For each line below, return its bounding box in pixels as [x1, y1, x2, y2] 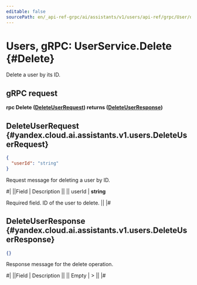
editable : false [6, 8, 46, 15]
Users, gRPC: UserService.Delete [6, 39, 172, 53]
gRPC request [6, 88, 57, 98]
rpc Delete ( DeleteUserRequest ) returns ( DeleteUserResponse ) [6, 104, 163, 111]
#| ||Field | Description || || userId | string [6, 187, 106, 195]
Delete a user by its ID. [6, 71, 60, 78]
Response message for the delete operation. [6, 261, 113, 268]
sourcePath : [6, 14, 35, 20]
